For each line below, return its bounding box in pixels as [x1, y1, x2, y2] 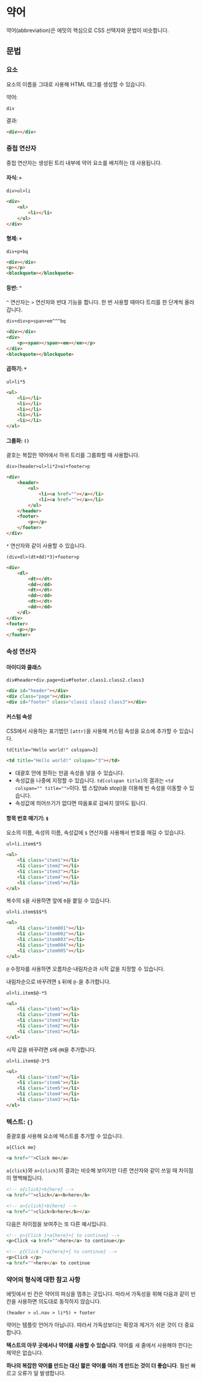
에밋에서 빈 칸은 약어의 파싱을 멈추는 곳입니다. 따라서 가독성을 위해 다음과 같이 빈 [6, 1290, 196, 1297]
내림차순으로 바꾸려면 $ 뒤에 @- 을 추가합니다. [6, 978, 112, 985]
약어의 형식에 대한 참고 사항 [6, 1275, 81, 1284]
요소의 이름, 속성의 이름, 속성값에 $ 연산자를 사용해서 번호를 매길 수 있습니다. [6, 829, 186, 837]
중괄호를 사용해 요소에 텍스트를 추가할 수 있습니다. [6, 1133, 124, 1140]
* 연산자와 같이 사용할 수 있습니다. [6, 542, 86, 549]
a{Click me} [6, 1145, 36, 1151]
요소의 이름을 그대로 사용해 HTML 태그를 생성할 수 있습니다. [6, 80, 147, 88]
